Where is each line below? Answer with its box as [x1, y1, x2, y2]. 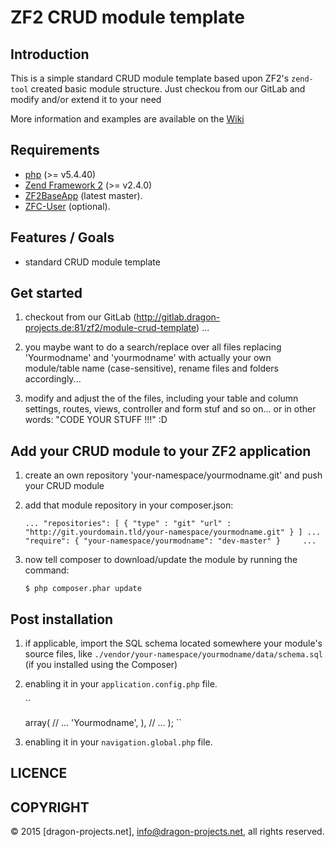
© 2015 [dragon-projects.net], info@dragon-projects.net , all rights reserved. [10, 826, 325, 838]
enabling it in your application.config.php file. [24, 678, 218, 690]
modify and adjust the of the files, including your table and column [24, 392, 299, 405]
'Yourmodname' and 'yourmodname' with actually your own [24, 352, 272, 364]
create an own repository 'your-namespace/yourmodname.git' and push [24, 469, 323, 481]
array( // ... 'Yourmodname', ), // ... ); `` [24, 717, 182, 729]
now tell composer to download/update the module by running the [24, 554, 298, 566]
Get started [10, 285, 83, 302]
